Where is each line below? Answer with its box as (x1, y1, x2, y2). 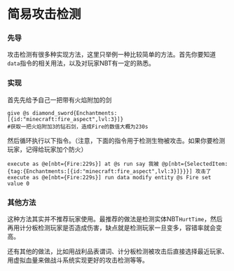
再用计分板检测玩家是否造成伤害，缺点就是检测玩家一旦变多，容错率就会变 (7, 223, 222, 232)
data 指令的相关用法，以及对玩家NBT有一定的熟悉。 (7, 59, 156, 67)
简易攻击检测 (7, 6, 82, 22)
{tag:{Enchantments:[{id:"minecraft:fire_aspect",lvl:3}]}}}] (7, 167, 193, 175)
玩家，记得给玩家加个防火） (7, 145, 88, 153)
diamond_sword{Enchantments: (32, 109, 118, 116)
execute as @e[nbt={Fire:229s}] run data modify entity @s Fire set (7, 174, 212, 181)
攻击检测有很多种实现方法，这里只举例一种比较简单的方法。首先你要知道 (7, 50, 216, 59)
